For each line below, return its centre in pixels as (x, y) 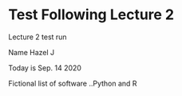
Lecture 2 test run (38, 37)
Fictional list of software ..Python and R (73, 83)
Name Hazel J (32, 52)
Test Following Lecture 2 (91, 15)
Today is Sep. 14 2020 (45, 68)
